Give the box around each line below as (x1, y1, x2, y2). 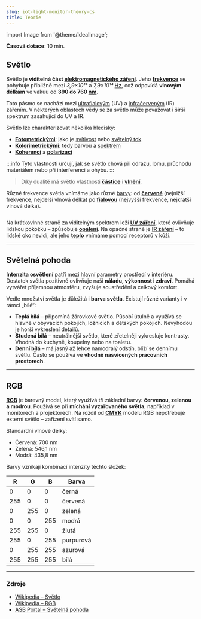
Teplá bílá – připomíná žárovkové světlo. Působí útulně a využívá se (14, 313, 182, 320)
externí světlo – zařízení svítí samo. (6, 415, 93, 423)
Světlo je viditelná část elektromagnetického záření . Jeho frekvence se (6, 75, 186, 83)
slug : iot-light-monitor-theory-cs (6, 8, 95, 15)
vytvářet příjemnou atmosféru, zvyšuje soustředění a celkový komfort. (6, 284, 179, 291)
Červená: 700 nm (14, 438, 58, 446)
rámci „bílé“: (6, 302, 36, 309)
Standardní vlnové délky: (6, 427, 68, 434)
